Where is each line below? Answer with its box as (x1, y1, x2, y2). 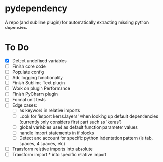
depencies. (5, 24, 28, 30)
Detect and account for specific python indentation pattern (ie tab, (19, 135, 153, 141)
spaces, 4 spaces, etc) (19, 140, 66, 146)
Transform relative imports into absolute (12, 146, 93, 152)
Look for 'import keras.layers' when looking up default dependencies (19, 113, 159, 119)
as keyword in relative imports (19, 108, 80, 113)
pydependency (5, 3, 68, 14)
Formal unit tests (12, 97, 46, 103)
